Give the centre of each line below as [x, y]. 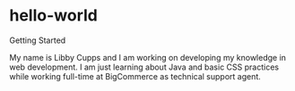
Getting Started [38, 40]
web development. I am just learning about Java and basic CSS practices [144, 67]
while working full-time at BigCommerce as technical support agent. [135, 76]
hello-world [54, 16]
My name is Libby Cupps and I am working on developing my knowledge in [148, 57]
